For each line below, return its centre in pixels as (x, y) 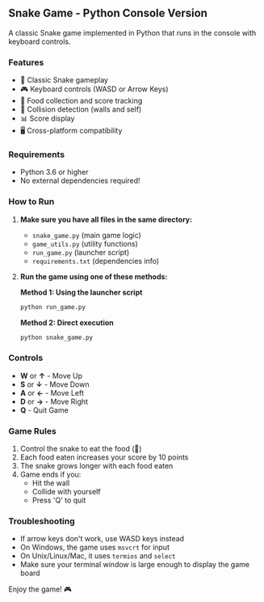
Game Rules (32, 430)
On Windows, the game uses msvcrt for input (94, 547)
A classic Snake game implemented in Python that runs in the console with (132, 32)
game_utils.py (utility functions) (85, 244)
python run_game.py (53, 307)
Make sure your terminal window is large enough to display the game (135, 565)
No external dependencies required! (80, 180)
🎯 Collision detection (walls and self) (81, 109)
